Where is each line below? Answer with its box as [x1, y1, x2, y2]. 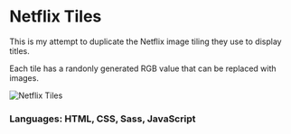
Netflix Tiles [9, 6, 102, 27]
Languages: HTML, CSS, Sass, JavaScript [9, 112, 196, 125]
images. [9, 72, 39, 83]
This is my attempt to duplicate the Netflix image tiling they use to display [9, 36, 282, 47]
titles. [9, 45, 30, 56]
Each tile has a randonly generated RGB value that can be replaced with [9, 63, 277, 74]
